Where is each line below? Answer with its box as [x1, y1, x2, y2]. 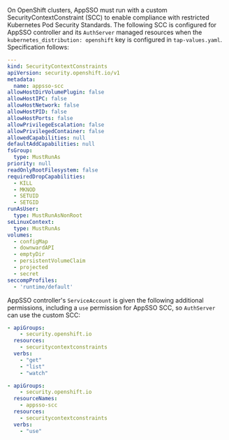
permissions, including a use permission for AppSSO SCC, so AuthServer [7, 303, 216, 312]
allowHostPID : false [7, 108, 68, 115]
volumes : [7, 232, 33, 238]
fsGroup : [7, 147, 33, 154]
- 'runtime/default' [13, 283, 73, 290]
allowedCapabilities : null [7, 134, 86, 142]
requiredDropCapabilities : [7, 173, 86, 180]
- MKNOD [13, 186, 36, 193]
